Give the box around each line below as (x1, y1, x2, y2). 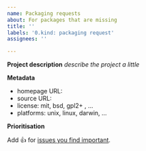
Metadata (7, 73, 35, 82)
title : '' (7, 23, 35, 30)
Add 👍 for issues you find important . (7, 136, 111, 144)
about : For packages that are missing (7, 16, 117, 23)
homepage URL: (16, 87, 63, 95)
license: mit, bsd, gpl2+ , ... (16, 102, 93, 110)
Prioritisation (7, 122, 45, 130)
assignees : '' (7, 36, 48, 43)
